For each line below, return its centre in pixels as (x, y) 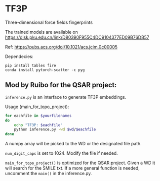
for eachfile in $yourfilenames (38, 116)
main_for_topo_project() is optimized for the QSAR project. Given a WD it (80, 163)
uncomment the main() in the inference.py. (49, 174)
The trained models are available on (41, 32)
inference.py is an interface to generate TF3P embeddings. (66, 97)
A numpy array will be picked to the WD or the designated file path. (73, 144)
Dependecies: (19, 56)
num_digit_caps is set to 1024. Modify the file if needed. (61, 153)
